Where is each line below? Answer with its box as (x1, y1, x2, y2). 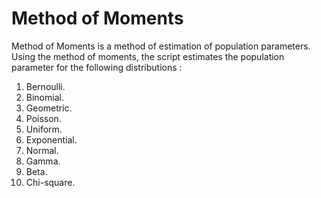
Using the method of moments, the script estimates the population (11, 50, 285, 62)
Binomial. (25, 91, 64, 103)
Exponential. (25, 133, 78, 146)
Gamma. (25, 155, 61, 167)
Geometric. (25, 102, 73, 114)
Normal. (25, 144, 59, 156)
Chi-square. (25, 176, 76, 188)
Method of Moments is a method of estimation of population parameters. (11, 40, 311, 52)
